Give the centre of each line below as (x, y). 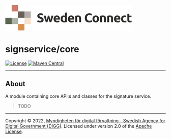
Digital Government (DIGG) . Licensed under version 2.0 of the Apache (79, 126)
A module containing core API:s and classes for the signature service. (78, 96)
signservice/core (42, 49)
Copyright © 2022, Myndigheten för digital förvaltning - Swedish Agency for (85, 120)
